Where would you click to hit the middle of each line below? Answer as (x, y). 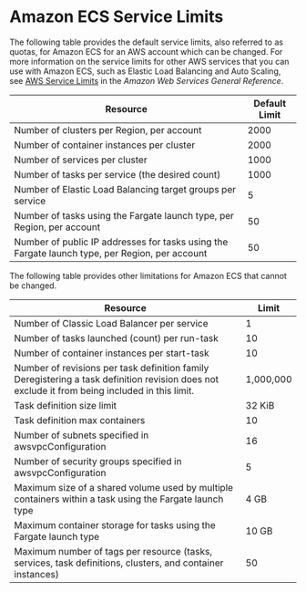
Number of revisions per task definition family (112, 368)
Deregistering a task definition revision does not (116, 379)
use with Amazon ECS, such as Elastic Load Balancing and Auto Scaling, (145, 71)
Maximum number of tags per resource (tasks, (113, 551)
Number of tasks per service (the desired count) (117, 174)
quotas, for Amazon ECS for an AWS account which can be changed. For (146, 51)
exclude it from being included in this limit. (104, 390)
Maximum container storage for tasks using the (115, 524)
